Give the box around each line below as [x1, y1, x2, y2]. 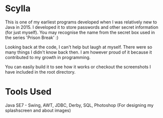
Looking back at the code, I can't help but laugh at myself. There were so [5, 44, 153, 50]
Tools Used [5, 86, 52, 98]
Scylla [5, 3, 31, 14]
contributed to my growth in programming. [5, 54, 91, 60]
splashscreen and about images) [5, 107, 71, 113]
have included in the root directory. [5, 69, 76, 75]
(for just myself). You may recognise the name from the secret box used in [5, 29, 155, 35]
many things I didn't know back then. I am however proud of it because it [5, 49, 152, 55]
